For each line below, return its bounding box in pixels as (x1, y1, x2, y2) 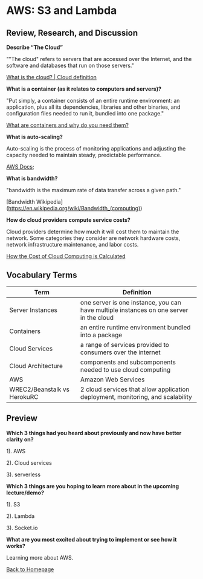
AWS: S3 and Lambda (6, 4, 117, 18)
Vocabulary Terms (6, 270, 77, 280)
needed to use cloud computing (80, 365, 171, 374)
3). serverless (6, 471, 41, 478)
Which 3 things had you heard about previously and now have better (6, 429, 182, 436)
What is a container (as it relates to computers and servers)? (6, 85, 162, 92)
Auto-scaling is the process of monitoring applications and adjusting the (6, 145, 186, 152)
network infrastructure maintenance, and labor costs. (6, 241, 139, 248)
